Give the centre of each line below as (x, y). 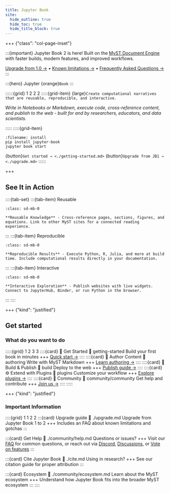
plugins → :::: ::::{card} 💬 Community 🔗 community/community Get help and (84, 378)
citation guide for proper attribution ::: (45, 464)
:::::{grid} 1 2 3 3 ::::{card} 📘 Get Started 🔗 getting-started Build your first (81, 351)
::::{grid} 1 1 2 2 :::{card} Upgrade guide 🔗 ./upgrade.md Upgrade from (78, 417)
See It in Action (30, 187)
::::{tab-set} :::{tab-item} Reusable (41, 199)
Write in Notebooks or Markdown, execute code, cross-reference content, (83, 108)
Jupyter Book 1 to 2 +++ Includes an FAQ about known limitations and (78, 423)
